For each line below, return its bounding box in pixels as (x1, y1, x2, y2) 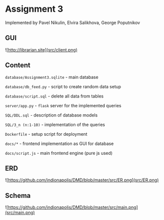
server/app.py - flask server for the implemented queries (5, 102, 121, 108)
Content (5, 61, 31, 70)
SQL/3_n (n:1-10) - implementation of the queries (5, 122, 105, 127)
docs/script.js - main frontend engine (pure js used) (5, 150, 113, 156)
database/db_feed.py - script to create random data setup (5, 83, 121, 89)
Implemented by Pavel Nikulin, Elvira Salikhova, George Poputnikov (5, 20, 141, 25)
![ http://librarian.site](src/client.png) (5, 47, 77, 52)
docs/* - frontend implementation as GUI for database (5, 141, 114, 147)
